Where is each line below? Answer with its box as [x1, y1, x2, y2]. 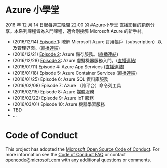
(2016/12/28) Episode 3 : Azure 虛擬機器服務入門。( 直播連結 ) [12, 57, 137, 63]
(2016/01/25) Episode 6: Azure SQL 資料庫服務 [12, 76, 109, 82]
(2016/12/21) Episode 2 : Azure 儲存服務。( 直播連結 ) [12, 51, 119, 57]
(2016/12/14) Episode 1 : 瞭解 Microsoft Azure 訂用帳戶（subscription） [12, 38, 158, 45]
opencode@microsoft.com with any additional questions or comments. [5, 157, 151, 163]
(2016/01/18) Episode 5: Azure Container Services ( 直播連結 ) [12, 70, 137, 76]
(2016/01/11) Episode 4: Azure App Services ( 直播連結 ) [12, 63, 125, 70]
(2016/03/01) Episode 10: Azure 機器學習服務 [12, 101, 105, 107]
